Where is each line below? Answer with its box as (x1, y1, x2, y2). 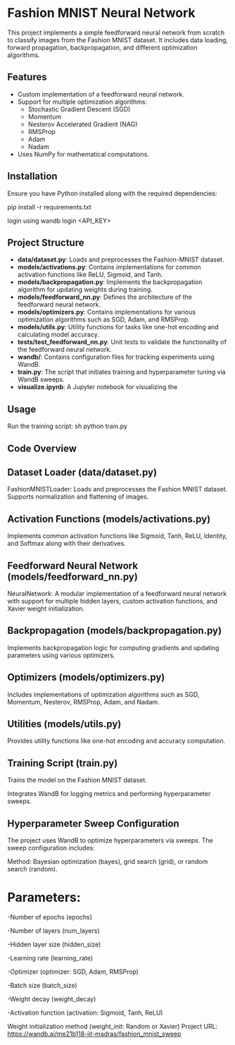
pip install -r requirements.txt (7, 202, 91, 211)
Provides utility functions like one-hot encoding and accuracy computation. (7, 737, 226, 745)
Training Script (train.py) (7, 757, 118, 769)
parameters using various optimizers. (7, 651, 115, 659)
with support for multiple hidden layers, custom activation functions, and (7, 597, 218, 606)
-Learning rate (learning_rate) (7, 954, 94, 963)
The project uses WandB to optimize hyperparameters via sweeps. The (7, 836, 213, 845)
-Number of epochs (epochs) (7, 913, 93, 922)
